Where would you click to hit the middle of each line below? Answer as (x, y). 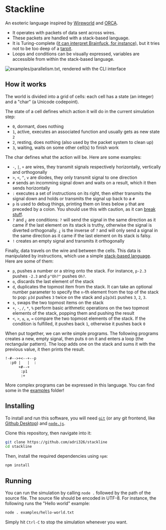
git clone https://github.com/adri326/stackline (56, 442)
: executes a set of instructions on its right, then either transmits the (82, 193)
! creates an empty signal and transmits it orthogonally (68, 241)
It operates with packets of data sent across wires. (64, 32)
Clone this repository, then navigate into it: (48, 433)
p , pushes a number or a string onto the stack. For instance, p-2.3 (79, 270)
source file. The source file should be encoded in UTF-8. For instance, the (81, 498)
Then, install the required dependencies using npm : (56, 456)
